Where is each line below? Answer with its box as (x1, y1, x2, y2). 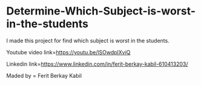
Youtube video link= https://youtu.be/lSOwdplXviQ (6, 48, 131, 55)
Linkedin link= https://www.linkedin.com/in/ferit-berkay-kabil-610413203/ (6, 60, 188, 68)
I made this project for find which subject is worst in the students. (6, 37, 170, 44)
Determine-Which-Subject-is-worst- (6, 4, 196, 18)
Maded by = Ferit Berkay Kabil (6, 72, 82, 79)
